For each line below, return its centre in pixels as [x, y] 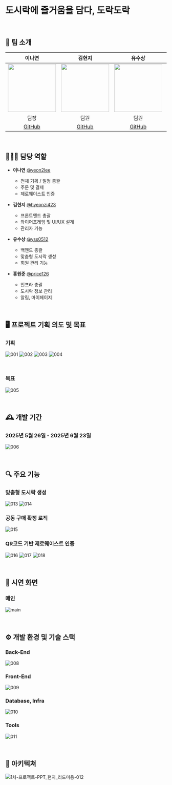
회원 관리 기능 [34, 263]
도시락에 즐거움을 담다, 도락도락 [68, 10]
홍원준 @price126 [31, 273]
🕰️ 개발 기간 [24, 417]
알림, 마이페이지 [36, 297]
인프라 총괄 [31, 284]
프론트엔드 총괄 [36, 215]
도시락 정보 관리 [36, 291]
